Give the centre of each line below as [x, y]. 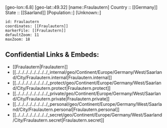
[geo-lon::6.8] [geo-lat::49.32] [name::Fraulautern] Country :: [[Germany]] [81, 7]
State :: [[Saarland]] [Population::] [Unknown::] [53, 13]
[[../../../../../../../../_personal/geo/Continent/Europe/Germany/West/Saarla [87, 104]
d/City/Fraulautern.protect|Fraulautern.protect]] [61, 88]
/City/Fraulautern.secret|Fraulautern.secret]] [58, 120]
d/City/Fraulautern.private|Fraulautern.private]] [61, 99]
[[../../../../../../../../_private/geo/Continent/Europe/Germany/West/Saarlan [87, 93]
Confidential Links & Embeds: [52, 55]
